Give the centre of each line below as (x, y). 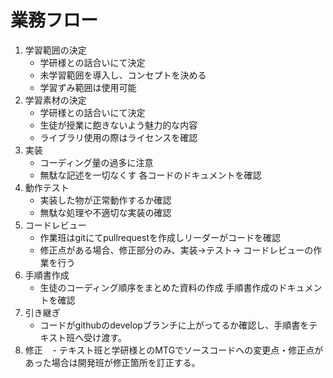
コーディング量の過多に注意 (96, 162)
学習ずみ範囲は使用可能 (88, 87)
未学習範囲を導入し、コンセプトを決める (123, 75)
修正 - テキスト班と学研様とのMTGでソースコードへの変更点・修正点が (174, 350)
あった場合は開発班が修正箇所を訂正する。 (112, 362)
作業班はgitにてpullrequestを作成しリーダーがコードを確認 (160, 237)
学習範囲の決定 (55, 50)
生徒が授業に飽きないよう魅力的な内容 (118, 125)
